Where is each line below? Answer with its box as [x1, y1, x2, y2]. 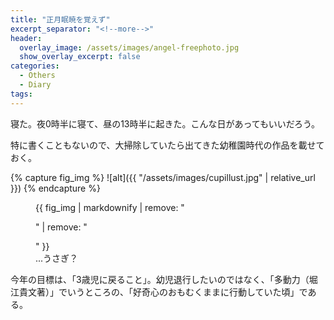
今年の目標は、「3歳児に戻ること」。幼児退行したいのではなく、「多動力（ [10, 273, 310, 285]
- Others [19, 71, 56, 81]
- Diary [19, 80, 52, 90]
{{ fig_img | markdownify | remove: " [35, 201, 185, 213]
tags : [10, 89, 33, 99]
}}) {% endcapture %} [10, 182, 101, 194]
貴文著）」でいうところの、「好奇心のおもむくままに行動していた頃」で [18, 286, 308, 298]
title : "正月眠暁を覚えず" [10, 14, 111, 25]
